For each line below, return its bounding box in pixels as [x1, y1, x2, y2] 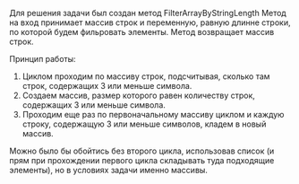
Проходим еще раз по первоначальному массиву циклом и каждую [21, 110, 285, 119]
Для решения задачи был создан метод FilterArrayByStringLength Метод [9, 8, 286, 18]
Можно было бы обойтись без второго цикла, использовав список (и [9, 145, 275, 156]
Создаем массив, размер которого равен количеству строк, [21, 90, 255, 101]
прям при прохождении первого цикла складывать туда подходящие [9, 155, 275, 165]
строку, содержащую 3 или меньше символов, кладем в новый [21, 118, 267, 129]
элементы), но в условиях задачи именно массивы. [9, 165, 209, 175]
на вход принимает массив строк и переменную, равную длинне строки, [9, 17, 291, 28]
